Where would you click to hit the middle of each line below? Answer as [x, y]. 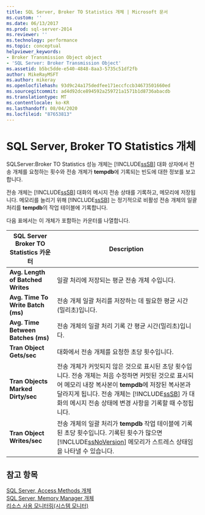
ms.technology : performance [42, 40]
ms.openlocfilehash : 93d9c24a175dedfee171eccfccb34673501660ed [88, 86]
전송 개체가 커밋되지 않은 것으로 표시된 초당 [115, 367]
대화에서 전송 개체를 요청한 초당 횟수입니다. [115, 352]
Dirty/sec [23, 397]
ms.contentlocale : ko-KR [38, 103]
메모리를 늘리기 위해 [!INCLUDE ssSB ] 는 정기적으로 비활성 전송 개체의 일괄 [108, 200]
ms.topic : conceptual [34, 46]
